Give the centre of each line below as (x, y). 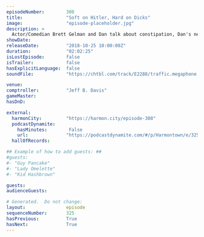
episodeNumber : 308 (40, 12)
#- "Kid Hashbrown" (31, 174)
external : (19, 113)
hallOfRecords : (31, 141)
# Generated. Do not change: (45, 202)
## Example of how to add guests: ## (54, 152)
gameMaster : (21, 96)
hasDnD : (16, 102)
